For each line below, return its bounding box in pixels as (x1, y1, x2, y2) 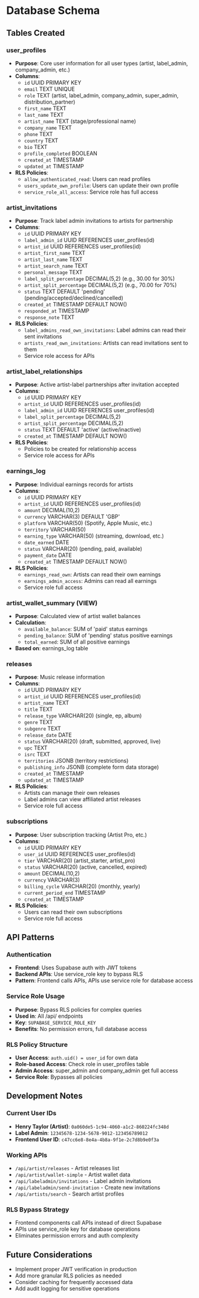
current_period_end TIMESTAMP (24, 889, 106, 896)
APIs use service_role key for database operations (15, 1225, 141, 1233)
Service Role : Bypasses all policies (15, 1073, 103, 1081)
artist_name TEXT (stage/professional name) (24, 117, 136, 125)
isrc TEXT (24, 751, 50, 758)
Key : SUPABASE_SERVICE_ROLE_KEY (15, 1018, 96, 1026)
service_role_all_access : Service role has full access (24, 188, 158, 196)
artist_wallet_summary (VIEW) (6, 599, 98, 607)
